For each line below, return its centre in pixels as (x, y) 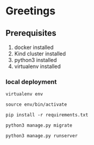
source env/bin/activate (36, 105)
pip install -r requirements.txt (47, 115)
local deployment (31, 82)
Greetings (31, 11)
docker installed (34, 47)
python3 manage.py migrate (39, 126)
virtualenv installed (37, 66)
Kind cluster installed (40, 54)
